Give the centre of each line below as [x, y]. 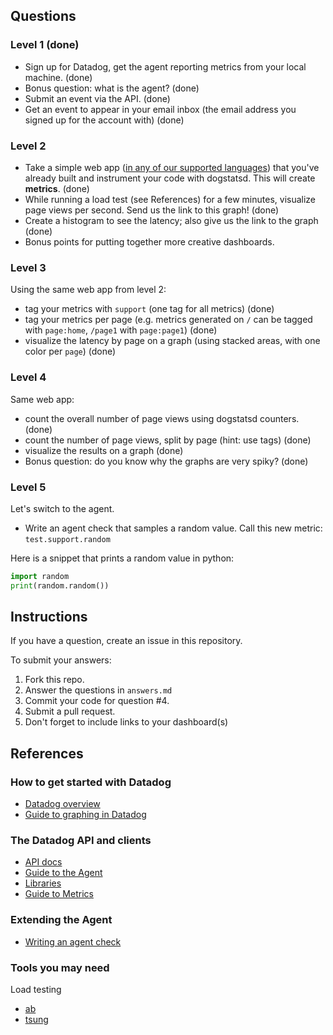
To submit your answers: [61, 660]
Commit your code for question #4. [97, 701]
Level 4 [28, 377]
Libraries [43, 883]
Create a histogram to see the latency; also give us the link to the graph [171, 220]
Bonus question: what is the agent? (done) [112, 88]
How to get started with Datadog [91, 782]
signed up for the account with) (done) [104, 120]
